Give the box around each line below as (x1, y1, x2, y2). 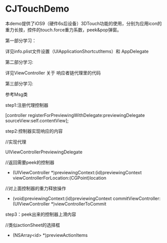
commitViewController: (113, 195, 161, 201)
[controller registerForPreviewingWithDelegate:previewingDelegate (5, 112, 145, 118)
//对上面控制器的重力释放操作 (5, 185, 67, 191)
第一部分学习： (5, 37, 36, 44)
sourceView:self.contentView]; (5, 117, 69, 124)
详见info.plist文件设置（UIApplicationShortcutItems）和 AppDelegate (5, 48, 149, 54)
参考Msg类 (5, 91, 28, 97)
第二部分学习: (5, 59, 34, 65)
